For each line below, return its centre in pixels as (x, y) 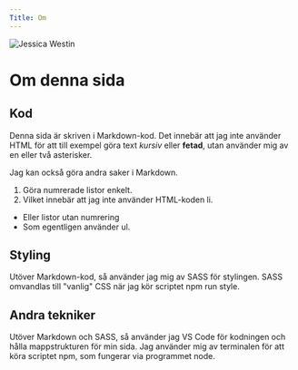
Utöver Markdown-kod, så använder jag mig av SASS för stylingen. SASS (146, 277)
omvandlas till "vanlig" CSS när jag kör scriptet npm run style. (125, 287)
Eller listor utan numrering (71, 217)
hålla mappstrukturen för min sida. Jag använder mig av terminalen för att (147, 346)
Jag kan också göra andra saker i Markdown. (94, 172)
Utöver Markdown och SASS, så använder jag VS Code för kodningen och (148, 337)
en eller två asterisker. (51, 154)
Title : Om (28, 18)
